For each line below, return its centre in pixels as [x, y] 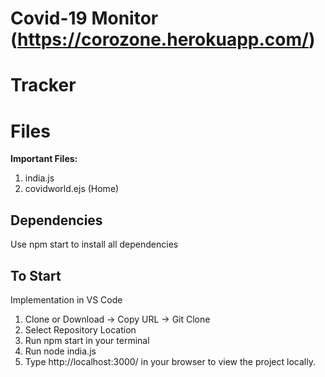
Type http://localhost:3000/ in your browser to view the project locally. [170, 361]
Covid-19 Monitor [84, 18]
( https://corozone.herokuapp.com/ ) [163, 39]
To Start [36, 275]
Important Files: [44, 159]
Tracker [43, 85]
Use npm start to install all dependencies [94, 244]
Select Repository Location [80, 329]
